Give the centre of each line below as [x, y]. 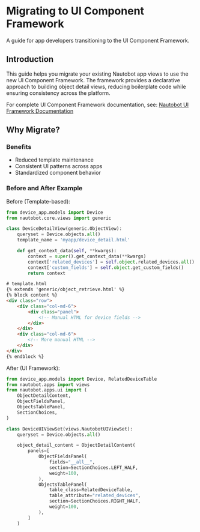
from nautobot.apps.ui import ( [47, 390]
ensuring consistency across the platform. [58, 93]
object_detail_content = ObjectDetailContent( [76, 446]
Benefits [19, 147]
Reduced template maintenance [54, 160]
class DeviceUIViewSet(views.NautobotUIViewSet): [70, 429]
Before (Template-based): [38, 201]
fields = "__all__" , [72, 462]
